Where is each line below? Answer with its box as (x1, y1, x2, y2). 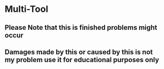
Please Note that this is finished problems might (4, 23, 157, 32)
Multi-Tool (4, 3, 48, 15)
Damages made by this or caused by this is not (4, 48, 153, 56)
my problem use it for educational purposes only (4, 56, 159, 64)
